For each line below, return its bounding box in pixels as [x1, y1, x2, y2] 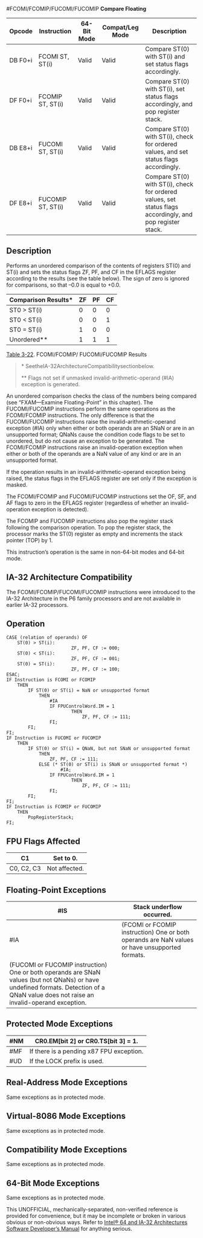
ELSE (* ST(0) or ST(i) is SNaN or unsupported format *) [38, 762, 188, 768]
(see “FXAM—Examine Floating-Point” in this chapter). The [6, 398, 153, 406]
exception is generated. [21, 380, 80, 387]
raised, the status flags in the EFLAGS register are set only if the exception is [6, 475, 197, 482]
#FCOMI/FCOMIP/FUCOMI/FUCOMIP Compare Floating [6, 5, 147, 12]
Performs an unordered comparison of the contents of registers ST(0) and [6, 262, 191, 269]
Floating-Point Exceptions [6, 885, 107, 895]
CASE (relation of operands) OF [6, 635, 88, 641]
